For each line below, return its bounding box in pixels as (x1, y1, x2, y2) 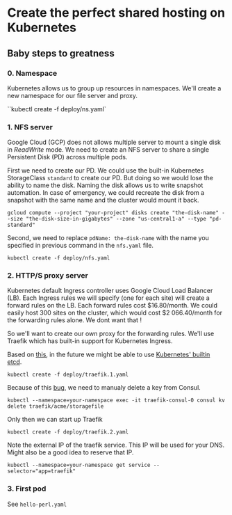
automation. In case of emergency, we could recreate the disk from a (7, 189, 205, 197)
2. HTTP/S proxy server (7, 271, 88, 280)
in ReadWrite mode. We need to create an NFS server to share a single (7, 145, 210, 154)
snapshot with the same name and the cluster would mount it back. (7, 196, 199, 205)
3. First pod (7, 484, 47, 493)
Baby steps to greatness (7, 47, 115, 59)
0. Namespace (7, 68, 58, 78)
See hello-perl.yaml (7, 500, 67, 508)
